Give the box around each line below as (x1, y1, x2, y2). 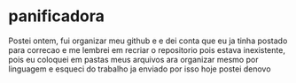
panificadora (8, 6, 105, 26)
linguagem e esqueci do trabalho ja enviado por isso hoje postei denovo (8, 64, 271, 74)
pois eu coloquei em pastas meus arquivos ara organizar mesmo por (8, 54, 259, 64)
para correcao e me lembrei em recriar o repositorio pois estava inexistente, (8, 44, 285, 55)
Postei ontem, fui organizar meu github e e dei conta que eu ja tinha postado (8, 35, 288, 46)
